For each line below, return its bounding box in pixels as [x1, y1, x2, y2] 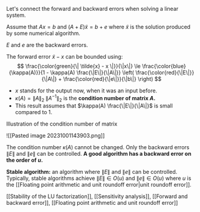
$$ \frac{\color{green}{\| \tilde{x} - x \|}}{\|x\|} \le [17, 63, 141, 69]
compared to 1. [15, 109, 53, 116]
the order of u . [6, 156, 44, 164]
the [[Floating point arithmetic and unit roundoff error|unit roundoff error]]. [6, 181, 192, 188]
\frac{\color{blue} [141, 63, 186, 69]
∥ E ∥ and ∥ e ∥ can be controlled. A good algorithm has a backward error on [6, 150, 192, 158]
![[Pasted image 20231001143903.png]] [6, 132, 105, 140]
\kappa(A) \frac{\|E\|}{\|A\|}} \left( [50, 69, 134, 76]
